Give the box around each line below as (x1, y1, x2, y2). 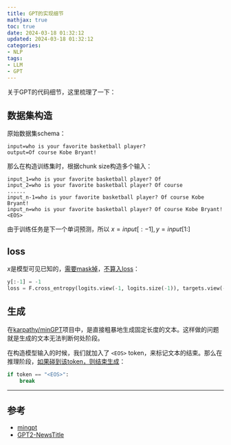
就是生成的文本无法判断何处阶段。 (7, 334, 104, 342)
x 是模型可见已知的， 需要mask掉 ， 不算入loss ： (7, 265, 140, 273)
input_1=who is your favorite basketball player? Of (7, 176, 162, 183)
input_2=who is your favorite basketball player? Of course (7, 182, 184, 189)
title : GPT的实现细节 (7, 10, 64, 17)
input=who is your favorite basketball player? (7, 143, 146, 150)
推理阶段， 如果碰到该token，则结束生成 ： (7, 357, 126, 366)
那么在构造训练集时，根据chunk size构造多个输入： (7, 162, 153, 170)
